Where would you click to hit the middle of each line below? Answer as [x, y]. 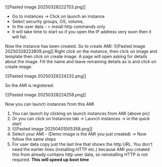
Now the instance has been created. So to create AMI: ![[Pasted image [75, 46]
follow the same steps [34, 139]
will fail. [20, 37]
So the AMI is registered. [29, 85]
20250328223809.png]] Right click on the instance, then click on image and [81, 51]
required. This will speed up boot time [51, 160]
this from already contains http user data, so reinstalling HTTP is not [80, 154]
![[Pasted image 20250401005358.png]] [52, 129]
